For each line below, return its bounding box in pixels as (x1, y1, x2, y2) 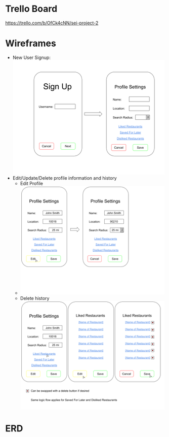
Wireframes (5, 38, 57, 49)
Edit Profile (20, 181, 43, 187)
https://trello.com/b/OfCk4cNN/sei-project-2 (5, 20, 99, 26)
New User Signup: (12, 54, 51, 60)
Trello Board (5, 3, 58, 15)
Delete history (20, 295, 50, 301)
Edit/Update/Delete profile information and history (12, 175, 117, 181)
